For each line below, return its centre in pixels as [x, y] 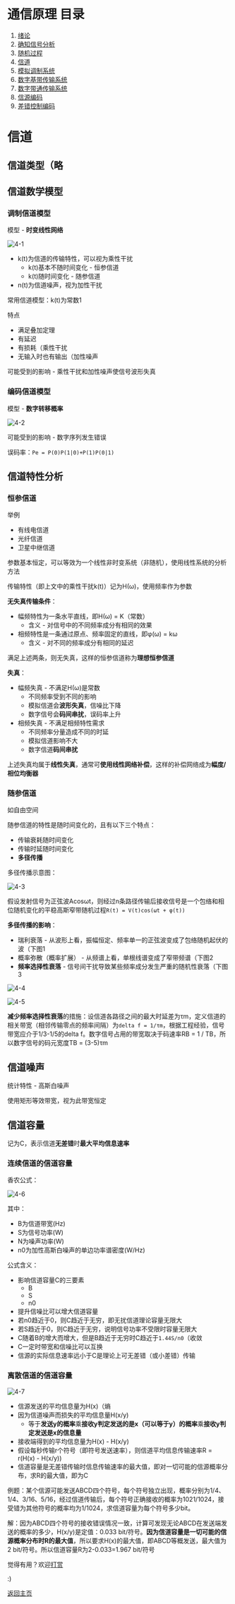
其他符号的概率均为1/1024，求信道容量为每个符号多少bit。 [110, 1508]
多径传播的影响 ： [32, 925]
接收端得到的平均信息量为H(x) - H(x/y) [73, 1441]
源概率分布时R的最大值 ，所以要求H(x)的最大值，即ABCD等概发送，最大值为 [117, 1540]
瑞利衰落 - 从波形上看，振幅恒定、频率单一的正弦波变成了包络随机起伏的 [123, 940]
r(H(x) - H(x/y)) [40, 1458]
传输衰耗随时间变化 [46, 840]
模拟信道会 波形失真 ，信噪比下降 [74, 706]
